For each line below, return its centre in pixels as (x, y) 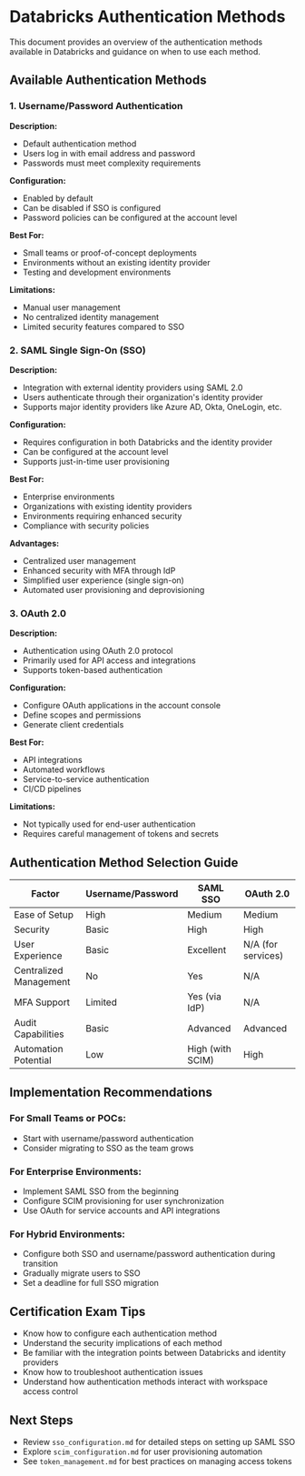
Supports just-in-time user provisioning (96, 461)
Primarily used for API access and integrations (109, 660)
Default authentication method (79, 144)
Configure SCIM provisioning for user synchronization (123, 1201)
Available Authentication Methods (108, 80)
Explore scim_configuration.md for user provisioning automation (143, 1451)
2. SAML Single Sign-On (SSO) (78, 350)
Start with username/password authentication (108, 1138)
